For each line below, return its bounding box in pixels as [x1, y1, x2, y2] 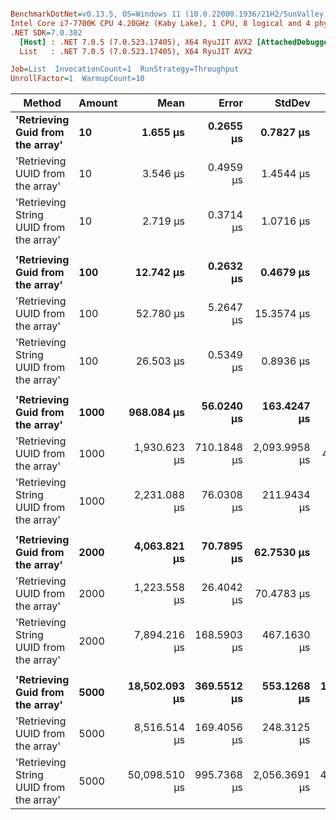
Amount [78, 96, 118, 110]
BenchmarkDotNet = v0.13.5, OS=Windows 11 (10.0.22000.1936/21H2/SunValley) [10, 9, 329, 19]
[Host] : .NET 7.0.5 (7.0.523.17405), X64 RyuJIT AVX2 [19, 37, 253, 47]
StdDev [274, 96, 311, 110]
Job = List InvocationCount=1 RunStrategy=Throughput [10, 64, 240, 75]
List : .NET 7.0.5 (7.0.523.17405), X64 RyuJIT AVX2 [19, 46, 253, 56]
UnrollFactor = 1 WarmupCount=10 [10, 74, 145, 84]
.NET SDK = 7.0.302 [10, 27, 83, 38]
